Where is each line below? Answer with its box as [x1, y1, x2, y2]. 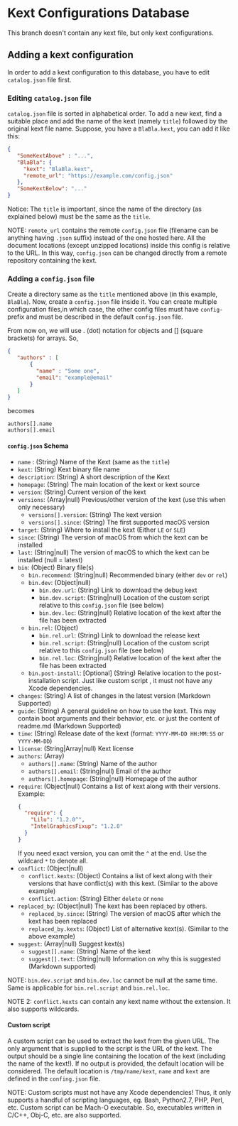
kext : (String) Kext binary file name [17, 465, 120, 474]
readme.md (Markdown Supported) [17, 721, 122, 730]
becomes [7, 407, 35, 415]
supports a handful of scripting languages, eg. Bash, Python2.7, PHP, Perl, [7, 1095, 225, 1104]
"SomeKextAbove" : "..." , [16, 152, 94, 159]
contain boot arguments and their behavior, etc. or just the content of [17, 714, 220, 722]
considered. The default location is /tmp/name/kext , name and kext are [7, 1067, 210, 1075]
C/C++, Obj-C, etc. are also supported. [7, 1111, 121, 1119]
